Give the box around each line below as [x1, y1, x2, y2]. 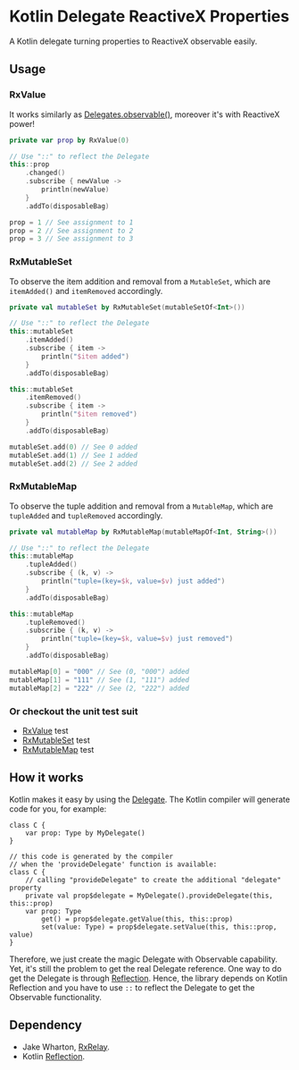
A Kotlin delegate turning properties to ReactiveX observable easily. [9, 36, 258, 46]
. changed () [25, 168, 66, 178]
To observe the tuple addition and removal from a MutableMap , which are [9, 501, 274, 511]
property [9, 883, 42, 892]
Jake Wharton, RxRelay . [21, 1041, 110, 1052]
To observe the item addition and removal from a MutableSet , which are [9, 275, 270, 287]
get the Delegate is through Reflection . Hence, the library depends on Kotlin [9, 973, 288, 983]
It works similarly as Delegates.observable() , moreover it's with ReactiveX [9, 109, 280, 120]
